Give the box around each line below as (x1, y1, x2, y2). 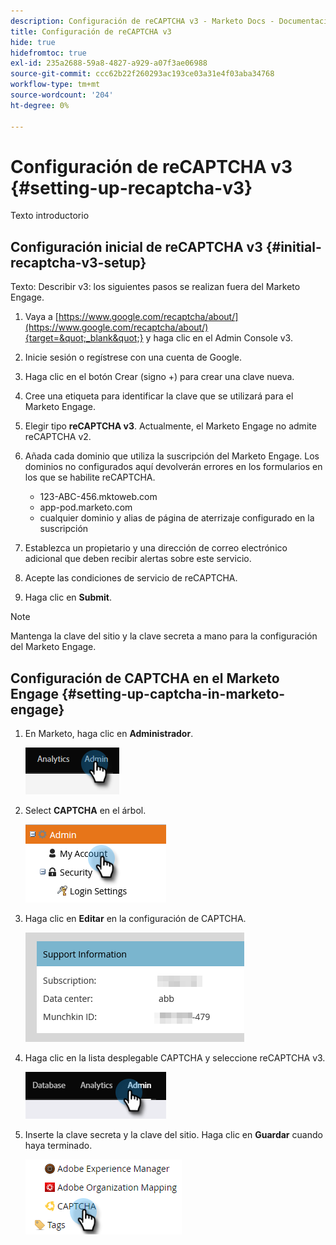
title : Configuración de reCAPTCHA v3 (10, 26, 172, 37)
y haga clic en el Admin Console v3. (145, 332, 293, 344)
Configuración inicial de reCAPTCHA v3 (10, 238, 263, 255)
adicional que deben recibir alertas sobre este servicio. (24, 553, 252, 565)
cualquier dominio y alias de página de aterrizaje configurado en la (39, 512, 315, 524)
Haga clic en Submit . (24, 591, 112, 604)
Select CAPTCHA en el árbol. (24, 805, 147, 817)
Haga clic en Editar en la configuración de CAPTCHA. (24, 913, 247, 925)
